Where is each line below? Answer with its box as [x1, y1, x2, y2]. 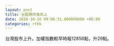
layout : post [5, 7, 33, 12]
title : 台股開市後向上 [5, 12, 48, 17]
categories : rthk [5, 21, 42, 26]
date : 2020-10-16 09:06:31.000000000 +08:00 [5, 16, 100, 21]
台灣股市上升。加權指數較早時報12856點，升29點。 [5, 35, 112, 41]
